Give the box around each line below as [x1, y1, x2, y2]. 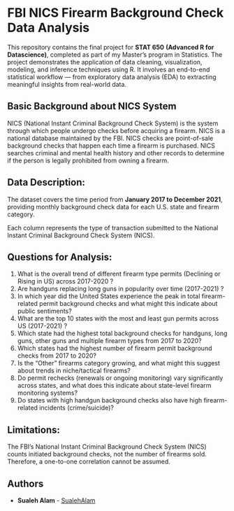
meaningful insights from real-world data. [7, 80, 127, 88]
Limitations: [7, 423, 61, 435]
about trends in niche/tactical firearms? [17, 366, 131, 375]
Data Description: [7, 176, 86, 188]
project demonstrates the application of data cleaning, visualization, [7, 57, 203, 66]
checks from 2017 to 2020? [17, 351, 96, 360]
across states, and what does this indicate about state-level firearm [17, 381, 212, 390]
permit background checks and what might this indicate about [39, 300, 218, 308]
